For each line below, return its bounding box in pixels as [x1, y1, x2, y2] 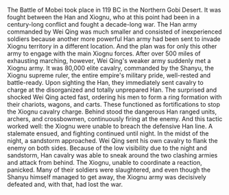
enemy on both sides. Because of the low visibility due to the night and [7, 144, 208, 152]
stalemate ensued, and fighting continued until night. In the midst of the [7, 129, 209, 138]
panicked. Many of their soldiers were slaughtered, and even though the [7, 166, 211, 174]
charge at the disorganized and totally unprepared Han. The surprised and [7, 86, 217, 94]
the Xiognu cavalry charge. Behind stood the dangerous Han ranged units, [7, 107, 217, 116]
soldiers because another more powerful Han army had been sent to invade [7, 35, 221, 43]
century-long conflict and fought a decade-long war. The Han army [7, 21, 197, 28]
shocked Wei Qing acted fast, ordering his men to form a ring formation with [7, 93, 222, 101]
